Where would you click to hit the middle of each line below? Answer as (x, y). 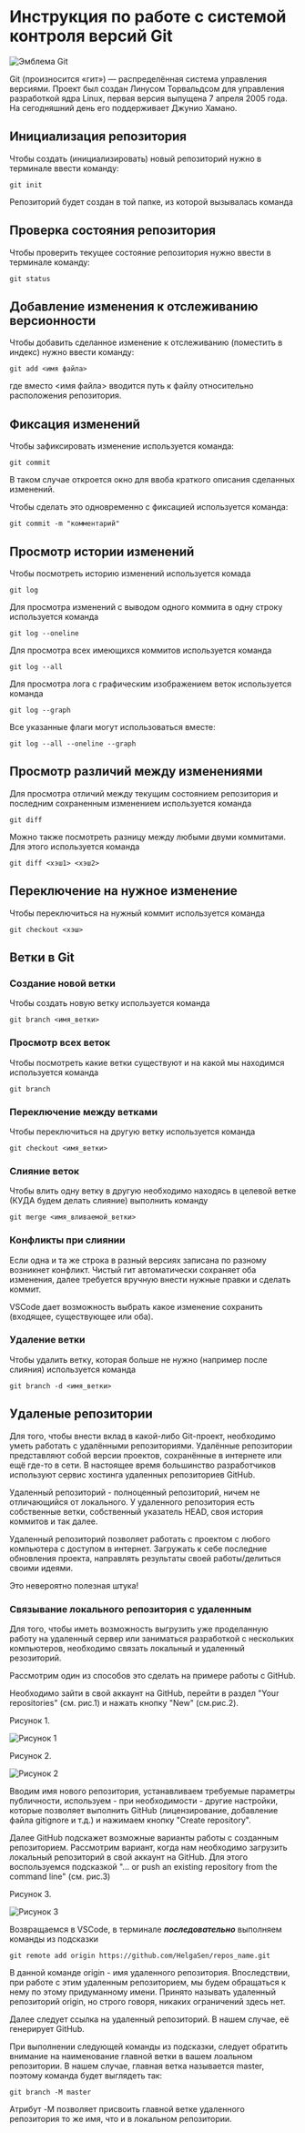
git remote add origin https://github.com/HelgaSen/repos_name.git (140, 1955)
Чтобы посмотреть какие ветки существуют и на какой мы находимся (147, 1062)
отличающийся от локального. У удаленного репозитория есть (132, 1502)
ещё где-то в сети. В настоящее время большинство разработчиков (142, 1465)
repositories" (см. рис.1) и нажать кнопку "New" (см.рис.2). (124, 1702)
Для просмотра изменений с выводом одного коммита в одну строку (146, 607)
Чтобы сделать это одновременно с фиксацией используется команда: (149, 507)
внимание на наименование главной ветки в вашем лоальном (131, 2056)
